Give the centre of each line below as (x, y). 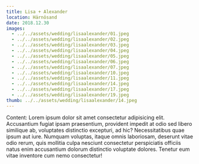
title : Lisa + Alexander (37, 12)
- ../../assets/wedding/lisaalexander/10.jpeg (70, 73)
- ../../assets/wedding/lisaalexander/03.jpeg (70, 45)
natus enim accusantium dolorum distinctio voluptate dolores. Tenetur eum (98, 149)
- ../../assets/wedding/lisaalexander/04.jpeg (70, 51)
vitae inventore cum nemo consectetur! (54, 155)
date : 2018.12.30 (28, 23)
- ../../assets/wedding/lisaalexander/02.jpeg (70, 39)
